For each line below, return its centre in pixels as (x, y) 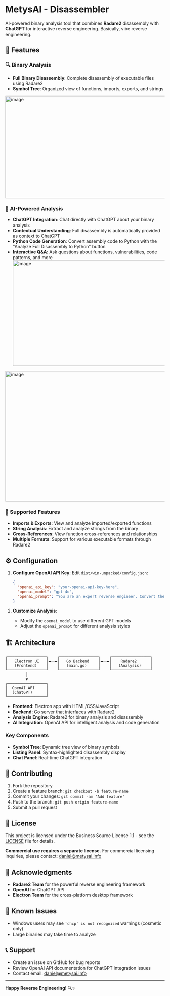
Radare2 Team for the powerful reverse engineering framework (79, 884)
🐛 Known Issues (31, 911)
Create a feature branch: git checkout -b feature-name (71, 791)
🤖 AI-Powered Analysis (34, 208)
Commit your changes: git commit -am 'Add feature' (69, 796)
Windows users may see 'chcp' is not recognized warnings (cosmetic (87, 923)
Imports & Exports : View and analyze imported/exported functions (82, 523)
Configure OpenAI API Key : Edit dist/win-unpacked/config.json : (80, 573)
